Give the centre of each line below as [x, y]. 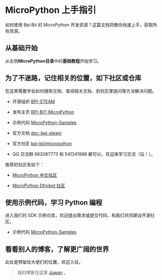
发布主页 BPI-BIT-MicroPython [43, 112]
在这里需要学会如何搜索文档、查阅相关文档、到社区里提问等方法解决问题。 [81, 91]
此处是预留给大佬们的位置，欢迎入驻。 [44, 262]
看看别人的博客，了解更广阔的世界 [57, 249]
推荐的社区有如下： [25, 164]
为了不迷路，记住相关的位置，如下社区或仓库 [73, 78]
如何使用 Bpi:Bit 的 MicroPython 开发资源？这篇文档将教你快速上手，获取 [79, 25]
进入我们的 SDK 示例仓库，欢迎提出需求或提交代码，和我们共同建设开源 [78, 215]
